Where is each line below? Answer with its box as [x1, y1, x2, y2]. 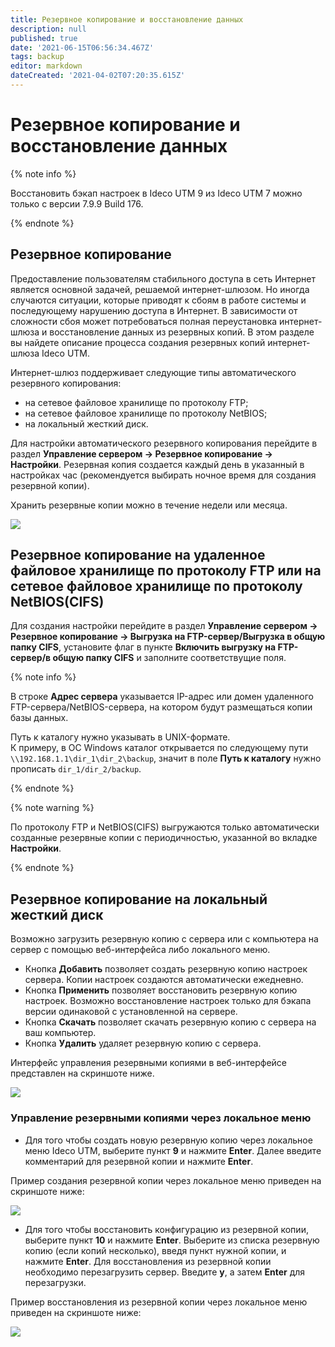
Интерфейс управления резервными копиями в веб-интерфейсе [10, 1057, 288, 1069]
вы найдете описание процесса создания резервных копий [10, 336, 266, 348]
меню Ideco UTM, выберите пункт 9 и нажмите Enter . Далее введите [24, 1144, 322, 1156]
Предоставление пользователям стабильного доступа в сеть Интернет [10, 272, 316, 285]
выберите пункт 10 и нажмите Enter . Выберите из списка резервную [24, 1234, 320, 1246]
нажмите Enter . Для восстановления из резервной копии [24, 1255, 272, 1267]
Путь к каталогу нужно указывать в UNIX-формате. [10, 731, 231, 743]
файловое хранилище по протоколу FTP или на [10, 562, 322, 580]
